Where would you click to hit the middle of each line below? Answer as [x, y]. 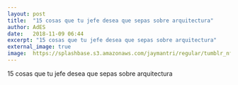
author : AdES [27, 27]
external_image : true [39, 47]
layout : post [27, 14]
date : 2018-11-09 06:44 [45, 34]
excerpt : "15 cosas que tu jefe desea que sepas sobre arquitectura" [112, 40]
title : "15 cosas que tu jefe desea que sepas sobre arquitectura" [110, 21]
